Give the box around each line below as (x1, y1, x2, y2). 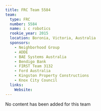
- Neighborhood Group (14, 45, 60, 50)
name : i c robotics (10, 26, 51, 31)
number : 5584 (10, 21, 37, 27)
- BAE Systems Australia (14, 54, 67, 60)
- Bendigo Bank (14, 59, 46, 64)
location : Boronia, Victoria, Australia (10, 36, 96, 41)
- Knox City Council (14, 78, 58, 83)
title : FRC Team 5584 (5, 7, 51, 13)
